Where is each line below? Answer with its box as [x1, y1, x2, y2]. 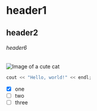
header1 [6, 4, 47, 17]
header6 [6, 44, 27, 52]
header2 [6, 28, 39, 38]
